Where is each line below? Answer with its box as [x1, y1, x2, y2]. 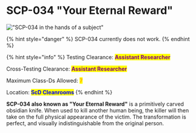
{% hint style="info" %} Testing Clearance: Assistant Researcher [6, 53, 171, 60]
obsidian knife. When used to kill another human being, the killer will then [6, 106, 189, 114]
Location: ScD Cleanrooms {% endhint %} [6, 88, 113, 96]
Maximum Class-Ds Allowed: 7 [6, 77, 83, 84]
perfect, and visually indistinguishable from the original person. [6, 119, 164, 127]
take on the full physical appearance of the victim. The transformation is [6, 113, 186, 120]
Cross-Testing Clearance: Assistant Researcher [6, 65, 127, 73]
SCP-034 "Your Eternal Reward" [6, 4, 174, 18]
